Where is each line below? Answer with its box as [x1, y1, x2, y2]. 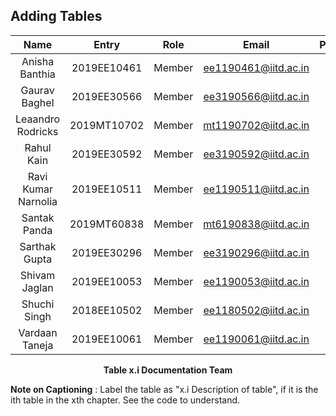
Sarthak [19, 239, 57, 253]
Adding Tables [10, 8, 103, 25]
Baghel [21, 95, 55, 109]
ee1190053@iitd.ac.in [203, 274, 310, 288]
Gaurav [20, 83, 55, 97]
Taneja [21, 338, 54, 352]
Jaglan [21, 280, 54, 294]
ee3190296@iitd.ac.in [203, 245, 310, 259]
